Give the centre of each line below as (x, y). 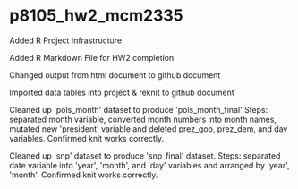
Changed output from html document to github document (115, 75)
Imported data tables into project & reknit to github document (122, 92)
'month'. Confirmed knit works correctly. (84, 175)
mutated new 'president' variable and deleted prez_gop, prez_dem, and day (149, 129)
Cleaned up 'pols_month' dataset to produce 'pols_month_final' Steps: (139, 109)
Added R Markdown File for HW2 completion (92, 57)
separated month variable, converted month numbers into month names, (143, 119)
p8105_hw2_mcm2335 (96, 16)
